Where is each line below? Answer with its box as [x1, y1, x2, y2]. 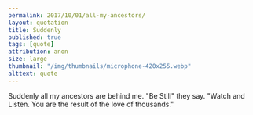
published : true [8, 33, 61, 41]
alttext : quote [8, 70, 58, 77]
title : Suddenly [8, 26, 61, 34]
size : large [8, 56, 47, 63]
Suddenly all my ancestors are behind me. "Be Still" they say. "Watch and [8, 91, 245, 100]
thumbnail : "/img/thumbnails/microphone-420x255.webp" [8, 63, 192, 70]
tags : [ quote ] [8, 41, 55, 49]
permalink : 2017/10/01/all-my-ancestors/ [8, 11, 146, 20]
